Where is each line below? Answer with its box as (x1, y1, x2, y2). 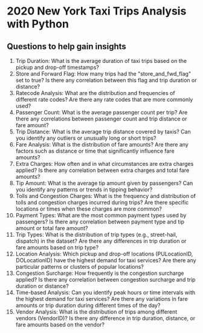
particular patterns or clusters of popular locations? (15, 263, 144, 270)
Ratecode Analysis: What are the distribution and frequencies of (15, 90, 175, 96)
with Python (7, 17, 69, 31)
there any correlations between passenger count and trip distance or (15, 115, 187, 122)
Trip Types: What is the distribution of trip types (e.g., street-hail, (15, 231, 178, 238)
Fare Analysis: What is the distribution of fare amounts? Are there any (15, 141, 189, 148)
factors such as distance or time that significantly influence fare (15, 147, 175, 154)
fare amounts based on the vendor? (15, 321, 105, 328)
